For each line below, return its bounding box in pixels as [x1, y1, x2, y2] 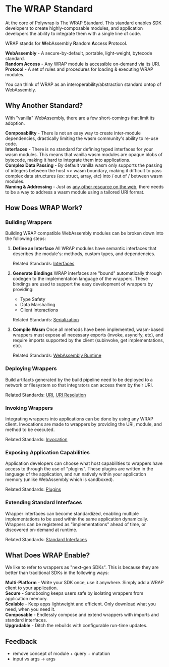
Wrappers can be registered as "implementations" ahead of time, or [5, 521, 146, 527]
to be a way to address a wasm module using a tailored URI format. [5, 189, 145, 195]
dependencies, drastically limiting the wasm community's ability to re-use [5, 135, 159, 141]
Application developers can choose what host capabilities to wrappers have [5, 460, 163, 466]
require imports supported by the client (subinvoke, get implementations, [12, 337, 164, 344]
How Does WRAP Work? [5, 204, 83, 212]
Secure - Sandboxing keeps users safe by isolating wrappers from [5, 590, 144, 596]
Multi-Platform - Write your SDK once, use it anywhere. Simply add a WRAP [5, 580, 164, 586]
